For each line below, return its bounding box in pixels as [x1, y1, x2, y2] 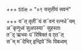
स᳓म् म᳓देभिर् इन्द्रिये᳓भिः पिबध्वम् [6, 38, 67, 45]
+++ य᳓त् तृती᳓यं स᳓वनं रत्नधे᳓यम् [6, 18, 75, 25]
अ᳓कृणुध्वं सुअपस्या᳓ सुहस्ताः [6, 25, 61, 31]
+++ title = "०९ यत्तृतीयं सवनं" [6, 6, 72, 13]
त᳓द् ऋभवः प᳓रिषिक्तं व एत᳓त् [6, 31, 64, 38]
